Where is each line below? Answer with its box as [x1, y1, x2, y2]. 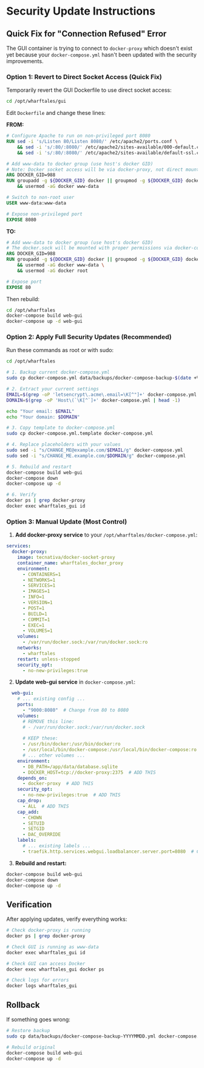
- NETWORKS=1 [22, 577, 56, 583]
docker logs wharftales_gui [6, 983, 78, 989]
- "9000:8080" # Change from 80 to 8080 [22, 707, 129, 713]
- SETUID [22, 820, 45, 827]
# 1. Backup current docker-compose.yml [6, 369, 110, 375]
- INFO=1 [22, 594, 45, 600]
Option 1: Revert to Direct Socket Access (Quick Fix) [6, 72, 162, 81]
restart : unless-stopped [17, 656, 80, 662]
